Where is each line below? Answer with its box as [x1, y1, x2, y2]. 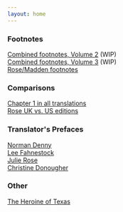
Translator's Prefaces [7, 124, 84, 134]
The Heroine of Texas [7, 197, 71, 206]
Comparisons [7, 83, 55, 92]
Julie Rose [7, 156, 38, 164]
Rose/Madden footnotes [7, 65, 78, 73]
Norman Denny [7, 140, 52, 149]
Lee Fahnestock [7, 148, 55, 157]
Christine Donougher [7, 163, 69, 171]
